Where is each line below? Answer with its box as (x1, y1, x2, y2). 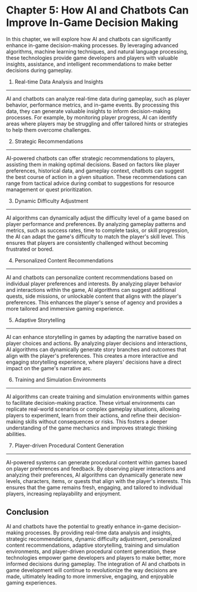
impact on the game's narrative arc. (6, 364, 92, 371)
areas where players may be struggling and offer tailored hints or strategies (6, 120, 188, 127)
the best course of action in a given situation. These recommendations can (6, 173, 187, 180)
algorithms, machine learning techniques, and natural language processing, (6, 48, 189, 55)
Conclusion (6, 507, 49, 517)
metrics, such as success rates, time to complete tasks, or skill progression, (6, 227, 189, 234)
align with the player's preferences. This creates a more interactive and (6, 352, 178, 359)
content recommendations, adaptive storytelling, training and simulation (6, 541, 180, 548)
